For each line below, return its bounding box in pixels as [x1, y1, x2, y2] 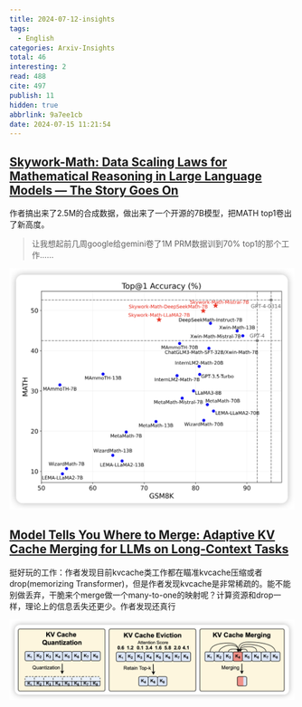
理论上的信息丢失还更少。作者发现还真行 [24, 600, 176, 611]
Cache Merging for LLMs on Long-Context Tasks [9, 541, 289, 557]
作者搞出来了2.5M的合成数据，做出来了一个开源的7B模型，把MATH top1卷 [9, 208, 285, 219]
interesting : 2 [9, 62, 67, 72]
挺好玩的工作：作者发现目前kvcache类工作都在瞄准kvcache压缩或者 [9, 567, 263, 578]
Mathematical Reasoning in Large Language [9, 168, 262, 184]
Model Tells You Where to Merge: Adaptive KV [9, 528, 276, 543]
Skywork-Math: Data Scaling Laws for [9, 154, 228, 169]
